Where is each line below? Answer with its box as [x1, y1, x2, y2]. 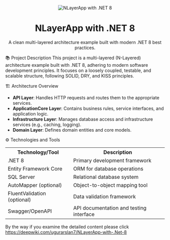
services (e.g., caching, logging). [12, 122, 82, 128]
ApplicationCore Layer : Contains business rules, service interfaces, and [12, 105, 164, 111]
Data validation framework [73, 193, 136, 200]
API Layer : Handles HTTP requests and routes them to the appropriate [12, 94, 159, 101]
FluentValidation [8, 190, 47, 197]
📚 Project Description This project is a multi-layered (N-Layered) [5, 55, 141, 61]
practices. [74, 45, 96, 51]
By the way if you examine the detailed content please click [5, 223, 129, 230]
